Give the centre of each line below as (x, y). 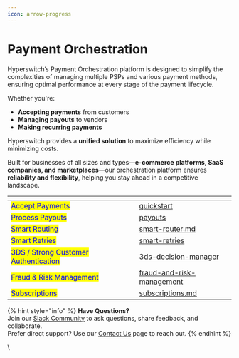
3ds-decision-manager (179, 256)
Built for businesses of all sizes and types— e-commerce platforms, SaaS (116, 162)
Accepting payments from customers (73, 112)
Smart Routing (35, 229)
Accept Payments (41, 205)
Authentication (36, 261)
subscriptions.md (168, 293)
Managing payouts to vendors (63, 119)
